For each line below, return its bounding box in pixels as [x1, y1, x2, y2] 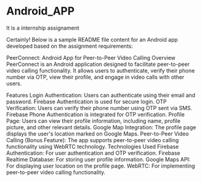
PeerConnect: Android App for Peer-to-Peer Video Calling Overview [6, 54, 176, 61]
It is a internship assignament [6, 24, 80, 31]
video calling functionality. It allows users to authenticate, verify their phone [6, 67, 195, 74]
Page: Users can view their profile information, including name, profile [6, 117, 181, 125]
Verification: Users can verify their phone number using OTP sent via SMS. [6, 104, 192, 111]
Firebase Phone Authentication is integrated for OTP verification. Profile [6, 111, 185, 118]
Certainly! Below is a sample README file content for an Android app [6, 36, 178, 43]
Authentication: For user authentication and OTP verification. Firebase [6, 149, 180, 157]
